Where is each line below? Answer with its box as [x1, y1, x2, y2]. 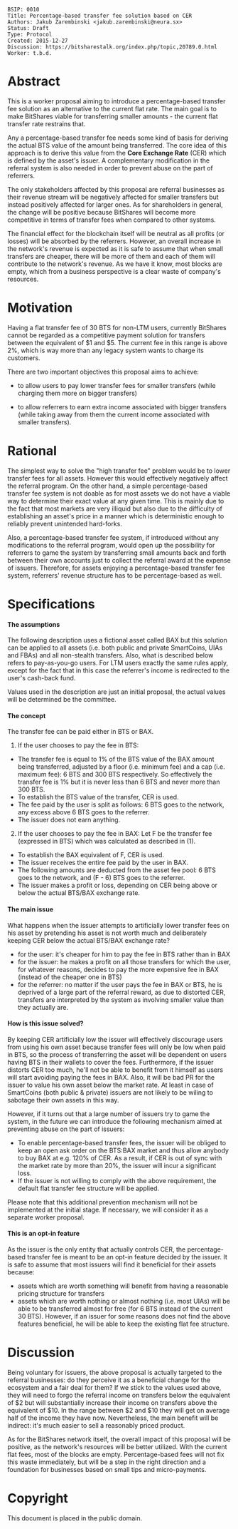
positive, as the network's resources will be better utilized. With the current [7, 1442, 227, 1451]
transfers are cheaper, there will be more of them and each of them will [7, 252, 215, 260]
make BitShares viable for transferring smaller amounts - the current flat [7, 112, 218, 121]
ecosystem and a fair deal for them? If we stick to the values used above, [7, 1383, 222, 1391]
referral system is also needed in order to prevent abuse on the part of [7, 163, 213, 172]
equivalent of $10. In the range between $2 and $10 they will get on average [7, 1406, 230, 1414]
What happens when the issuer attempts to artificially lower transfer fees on [7, 921, 229, 929]
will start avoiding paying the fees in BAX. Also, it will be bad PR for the [7, 1073, 215, 1081]
